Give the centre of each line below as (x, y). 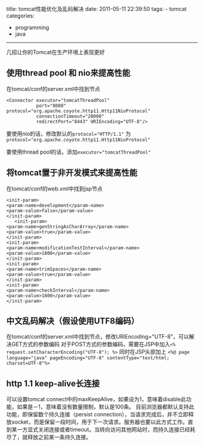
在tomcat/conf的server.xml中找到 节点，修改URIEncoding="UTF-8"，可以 (98, 337)
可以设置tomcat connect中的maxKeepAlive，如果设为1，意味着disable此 (96, 399)
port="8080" (51, 106)
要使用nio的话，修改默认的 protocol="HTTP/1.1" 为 (69, 133)
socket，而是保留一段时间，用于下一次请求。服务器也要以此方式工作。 (100, 422)
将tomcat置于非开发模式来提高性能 (72, 173)
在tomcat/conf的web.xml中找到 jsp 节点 (55, 188)
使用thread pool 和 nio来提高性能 (68, 73)
